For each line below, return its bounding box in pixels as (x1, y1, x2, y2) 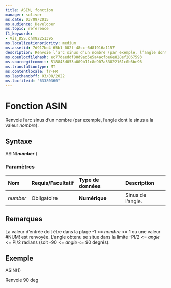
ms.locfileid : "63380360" (5, 78, 60, 83)
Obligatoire (31, 194, 58, 201)
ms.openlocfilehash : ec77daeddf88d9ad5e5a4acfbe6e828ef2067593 (5, 54, 142, 60)
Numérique (78, 194, 107, 201)
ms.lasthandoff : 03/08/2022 (5, 74, 65, 79)
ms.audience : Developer (5, 21, 56, 27)
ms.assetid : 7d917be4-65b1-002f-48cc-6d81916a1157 (5, 45, 115, 50)
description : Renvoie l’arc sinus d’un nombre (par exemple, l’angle (5, 50, 156, 55)
